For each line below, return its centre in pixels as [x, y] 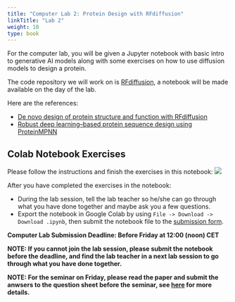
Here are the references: [43, 103]
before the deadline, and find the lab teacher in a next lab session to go [113, 256]
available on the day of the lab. [52, 89]
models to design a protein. [47, 68]
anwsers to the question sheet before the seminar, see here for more [110, 285]
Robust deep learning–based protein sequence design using [104, 125]
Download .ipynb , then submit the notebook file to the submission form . [120, 222]
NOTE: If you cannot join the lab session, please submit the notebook [110, 249]
